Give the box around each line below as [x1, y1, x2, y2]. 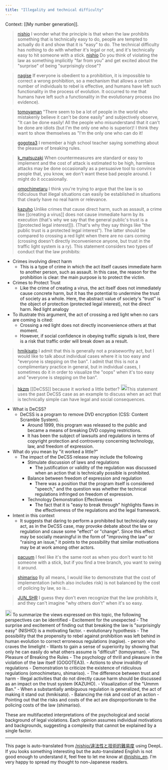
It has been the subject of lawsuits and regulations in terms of [27, 433, 155, 439]
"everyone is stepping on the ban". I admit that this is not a [17, 358, 138, 364]
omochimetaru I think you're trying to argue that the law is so [17, 186, 143, 192]
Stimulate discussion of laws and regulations [27, 459, 119, 466]
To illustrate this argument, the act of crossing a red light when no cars [12, 311, 158, 317]
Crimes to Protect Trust [12, 279, 61, 285]
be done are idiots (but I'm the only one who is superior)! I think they [17, 125, 158, 131]
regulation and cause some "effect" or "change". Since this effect [19, 529, 155, 535]
